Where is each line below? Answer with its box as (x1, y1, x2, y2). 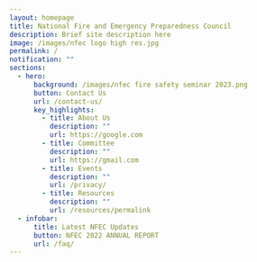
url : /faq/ (32, 239, 75, 248)
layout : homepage (9, 13, 75, 23)
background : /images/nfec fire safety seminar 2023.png (32, 80, 248, 89)
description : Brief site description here (9, 30, 171, 39)
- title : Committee (41, 139, 115, 148)
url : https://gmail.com (49, 155, 140, 165)
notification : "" (9, 55, 75, 64)
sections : (9, 64, 47, 73)
